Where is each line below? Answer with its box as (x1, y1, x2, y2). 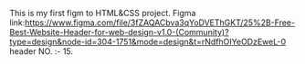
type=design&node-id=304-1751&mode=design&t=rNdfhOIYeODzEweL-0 (9, 36, 286, 47)
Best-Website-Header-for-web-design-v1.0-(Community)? (9, 27, 230, 37)
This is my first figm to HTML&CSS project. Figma (9, 8, 196, 18)
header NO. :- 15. (9, 46, 74, 57)
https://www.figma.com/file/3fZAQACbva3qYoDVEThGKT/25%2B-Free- (24, 17, 295, 28)
